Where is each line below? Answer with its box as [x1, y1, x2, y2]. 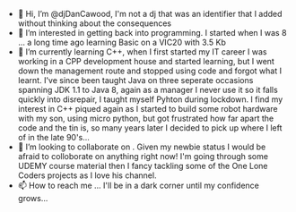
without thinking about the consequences [17, 18, 172, 29]
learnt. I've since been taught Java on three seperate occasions [17, 75, 254, 85]
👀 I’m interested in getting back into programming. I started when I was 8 [17, 28, 287, 38]
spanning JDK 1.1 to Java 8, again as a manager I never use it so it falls [17, 85, 278, 95]
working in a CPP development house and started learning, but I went [17, 56, 275, 66]
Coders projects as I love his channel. [17, 170, 157, 181]
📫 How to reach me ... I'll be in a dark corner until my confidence [17, 180, 260, 191]
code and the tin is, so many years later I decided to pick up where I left [17, 123, 283, 133]
